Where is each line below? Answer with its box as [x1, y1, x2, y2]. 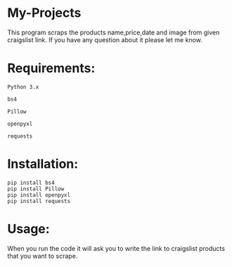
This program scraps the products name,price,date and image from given [7, 28, 220, 37]
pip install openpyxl [7, 191, 71, 198]
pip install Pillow [7, 185, 65, 193]
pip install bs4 [7, 179, 55, 186]
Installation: [7, 156, 79, 172]
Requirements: [7, 60, 96, 77]
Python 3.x [7, 83, 39, 91]
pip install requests [7, 197, 71, 204]
